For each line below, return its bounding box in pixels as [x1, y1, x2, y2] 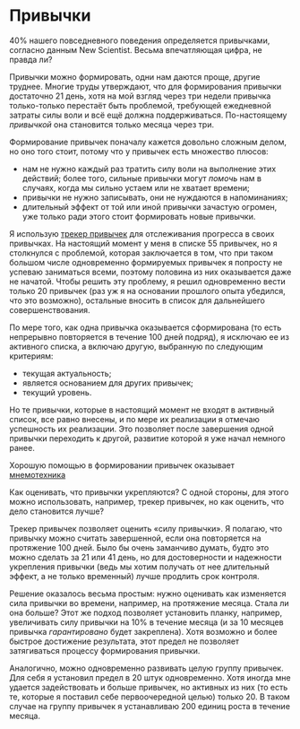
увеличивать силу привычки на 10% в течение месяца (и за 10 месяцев [9, 616, 284, 628]
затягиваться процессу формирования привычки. [9, 645, 201, 655]
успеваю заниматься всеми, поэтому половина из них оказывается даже [9, 266, 292, 277]
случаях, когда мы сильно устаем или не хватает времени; [21, 182, 251, 193]
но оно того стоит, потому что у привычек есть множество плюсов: [9, 145, 269, 157]
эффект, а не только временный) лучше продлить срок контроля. [9, 570, 260, 581]
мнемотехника [9, 469, 66, 480]
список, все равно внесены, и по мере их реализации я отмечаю [9, 413, 260, 424]
